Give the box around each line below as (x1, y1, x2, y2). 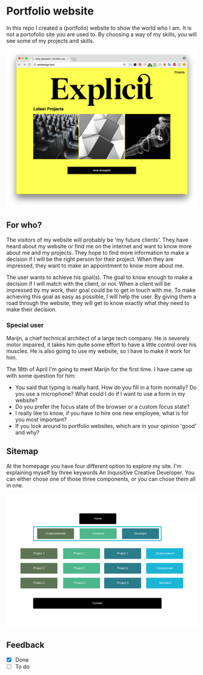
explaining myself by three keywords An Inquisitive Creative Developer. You (6, 469, 195, 476)
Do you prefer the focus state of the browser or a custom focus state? (15, 403, 190, 410)
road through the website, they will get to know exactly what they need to (6, 299, 190, 306)
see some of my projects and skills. (6, 37, 95, 44)
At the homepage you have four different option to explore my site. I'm (6, 462, 182, 470)
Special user (6, 321, 44, 329)
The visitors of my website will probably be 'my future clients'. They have (6, 236, 189, 243)
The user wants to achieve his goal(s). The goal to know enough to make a (6, 274, 193, 281)
